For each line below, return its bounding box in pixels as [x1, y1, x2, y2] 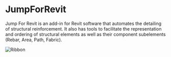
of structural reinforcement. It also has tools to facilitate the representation [5, 25, 162, 32]
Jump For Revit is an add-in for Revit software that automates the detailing [5, 20, 162, 26]
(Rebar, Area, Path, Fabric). [5, 37, 62, 43]
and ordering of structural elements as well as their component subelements [5, 31, 166, 37]
